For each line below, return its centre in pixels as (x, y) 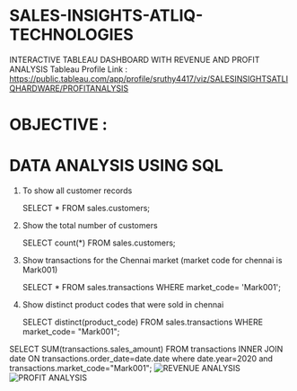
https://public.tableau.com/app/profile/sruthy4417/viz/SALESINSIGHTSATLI (149, 78)
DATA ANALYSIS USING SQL (116, 166)
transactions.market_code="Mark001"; (81, 369)
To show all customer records (77, 191)
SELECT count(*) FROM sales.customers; (99, 243)
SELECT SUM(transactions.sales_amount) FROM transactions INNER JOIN (146, 349)
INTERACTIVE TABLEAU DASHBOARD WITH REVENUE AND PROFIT (135, 59)
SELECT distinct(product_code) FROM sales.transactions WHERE (142, 322)
